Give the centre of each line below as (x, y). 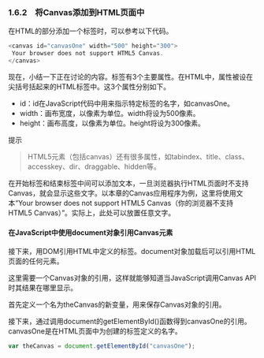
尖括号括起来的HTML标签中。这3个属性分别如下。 (89, 86)
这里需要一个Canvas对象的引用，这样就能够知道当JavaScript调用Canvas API (132, 278)
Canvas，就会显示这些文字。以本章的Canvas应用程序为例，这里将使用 (122, 193)
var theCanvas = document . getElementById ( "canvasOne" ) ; (102, 346)
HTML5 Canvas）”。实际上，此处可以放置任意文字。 (92, 213)
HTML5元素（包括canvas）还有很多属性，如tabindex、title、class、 (138, 156)
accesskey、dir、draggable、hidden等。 (94, 166)
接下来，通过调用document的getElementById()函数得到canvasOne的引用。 (130, 322)
